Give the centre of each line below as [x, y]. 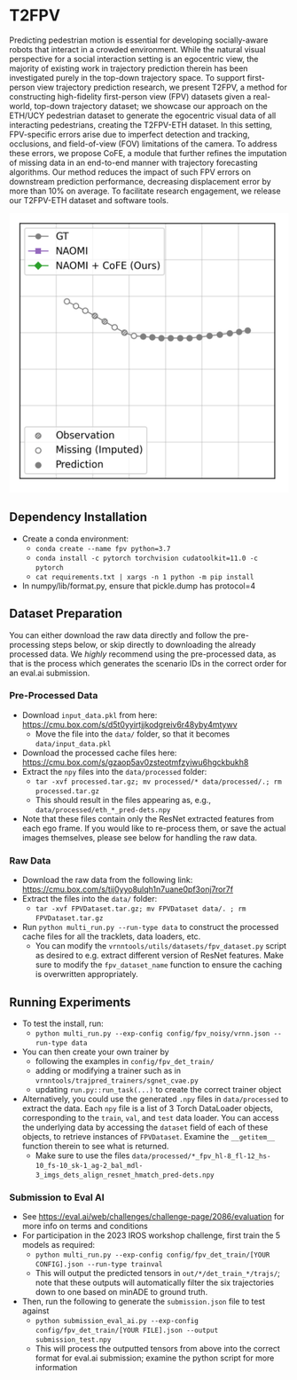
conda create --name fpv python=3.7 [103, 548]
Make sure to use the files [82, 1155]
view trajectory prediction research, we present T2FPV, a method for [162, 87]
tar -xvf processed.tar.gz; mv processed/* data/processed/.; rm [158, 782]
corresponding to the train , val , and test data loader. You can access [150, 1117]
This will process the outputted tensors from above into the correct [158, 1349]
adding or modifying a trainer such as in [108, 1070]
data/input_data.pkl [73, 744]
